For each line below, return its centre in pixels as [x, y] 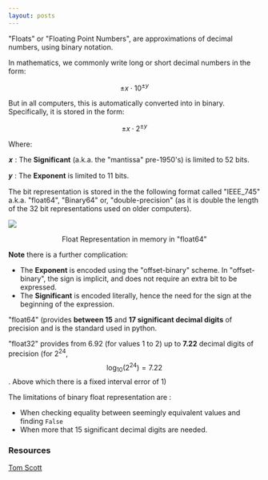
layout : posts [32, 16]
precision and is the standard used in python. [83, 328]
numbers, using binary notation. [61, 47]
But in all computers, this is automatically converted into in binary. [117, 103]
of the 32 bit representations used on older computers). [100, 208]
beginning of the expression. [67, 304]
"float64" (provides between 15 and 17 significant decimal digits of [120, 319]
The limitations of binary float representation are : [90, 398]
